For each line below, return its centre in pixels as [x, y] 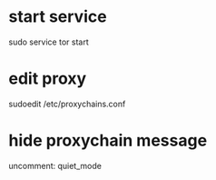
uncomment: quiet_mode [55, 165]
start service [58, 17]
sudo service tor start [49, 42]
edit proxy [48, 79]
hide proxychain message [108, 140]
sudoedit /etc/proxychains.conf [67, 104]
